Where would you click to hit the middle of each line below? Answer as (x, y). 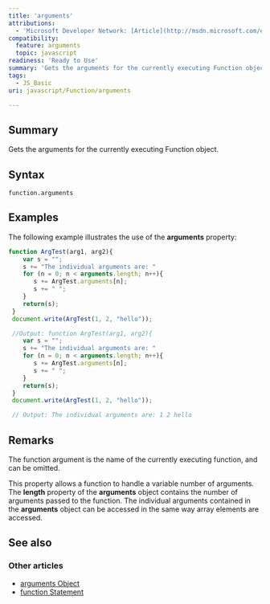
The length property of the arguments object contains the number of (123, 492)
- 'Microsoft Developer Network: (72, 31)
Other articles (36, 565)
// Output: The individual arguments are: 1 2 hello (102, 415)
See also (30, 543)
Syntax (27, 175)
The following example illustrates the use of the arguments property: (123, 237)
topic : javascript (47, 53)
